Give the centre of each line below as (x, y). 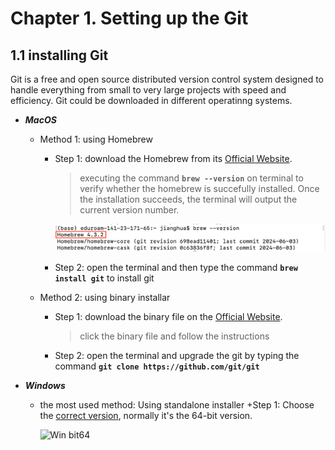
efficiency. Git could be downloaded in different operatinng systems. (151, 100)
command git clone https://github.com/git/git (157, 366)
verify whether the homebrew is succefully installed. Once (199, 188)
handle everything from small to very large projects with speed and (148, 90)
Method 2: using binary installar (105, 298)
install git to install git (104, 278)
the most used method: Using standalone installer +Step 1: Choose (177, 405)
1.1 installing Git (59, 55)
